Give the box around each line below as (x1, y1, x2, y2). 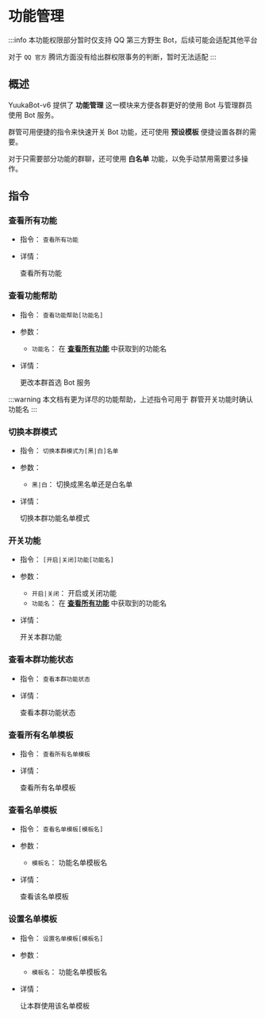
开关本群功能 (19, 632, 62, 642)
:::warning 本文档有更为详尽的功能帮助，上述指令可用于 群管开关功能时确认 (8, 394, 254, 404)
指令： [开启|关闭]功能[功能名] (19, 554, 114, 565)
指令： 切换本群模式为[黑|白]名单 (19, 446, 119, 456)
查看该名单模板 (19, 892, 69, 901)
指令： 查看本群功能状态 (19, 674, 90, 683)
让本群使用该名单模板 (19, 1001, 90, 1010)
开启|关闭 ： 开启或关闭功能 (31, 589, 117, 598)
